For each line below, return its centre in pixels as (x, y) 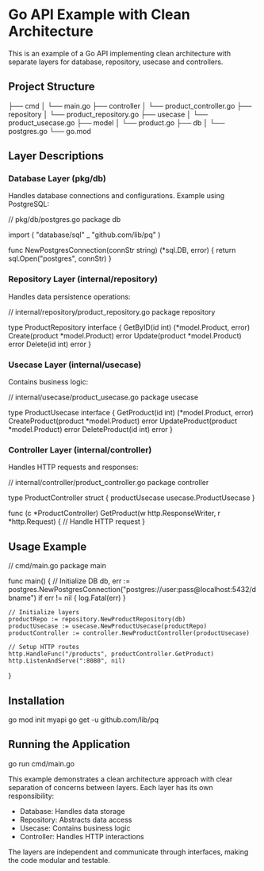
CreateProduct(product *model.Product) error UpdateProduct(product (123, 421)
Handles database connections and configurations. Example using (117, 196)
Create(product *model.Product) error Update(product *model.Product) (125, 335)
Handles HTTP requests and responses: (73, 467)
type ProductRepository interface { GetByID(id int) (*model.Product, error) (129, 327)
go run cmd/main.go (42, 763)
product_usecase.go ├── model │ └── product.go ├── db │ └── (117, 122)
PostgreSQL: (29, 204)
